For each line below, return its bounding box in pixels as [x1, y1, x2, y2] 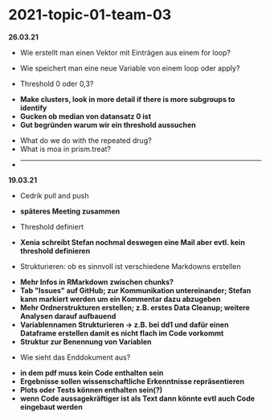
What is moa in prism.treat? [19, 144, 111, 153]
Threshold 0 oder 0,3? [19, 79, 94, 88]
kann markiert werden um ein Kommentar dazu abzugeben [19, 294, 221, 304]
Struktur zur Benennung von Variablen [19, 336, 152, 346]
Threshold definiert [19, 222, 84, 231]
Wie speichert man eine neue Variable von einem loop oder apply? [19, 63, 240, 73]
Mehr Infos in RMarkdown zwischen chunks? [19, 277, 174, 287]
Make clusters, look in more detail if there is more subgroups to [19, 94, 235, 104]
